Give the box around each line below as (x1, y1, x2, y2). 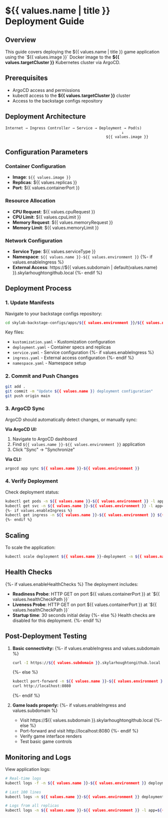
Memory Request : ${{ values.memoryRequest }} (12, 219, 113, 225)
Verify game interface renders (19, 733, 82, 739)
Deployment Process (5, 284, 72, 292)
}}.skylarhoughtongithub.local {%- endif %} (12, 269, 102, 275)
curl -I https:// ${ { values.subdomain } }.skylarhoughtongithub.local (12, 660, 161, 665)
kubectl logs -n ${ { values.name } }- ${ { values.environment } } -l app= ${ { (5, 808, 164, 813)
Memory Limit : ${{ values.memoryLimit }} (12, 224, 99, 230)
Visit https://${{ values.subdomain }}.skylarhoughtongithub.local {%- (19, 717, 162, 723)
